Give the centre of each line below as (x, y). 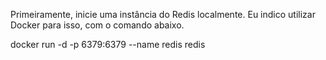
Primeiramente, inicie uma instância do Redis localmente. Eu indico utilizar (163, 14)
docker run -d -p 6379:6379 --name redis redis (108, 44)
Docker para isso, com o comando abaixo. (97, 25)
